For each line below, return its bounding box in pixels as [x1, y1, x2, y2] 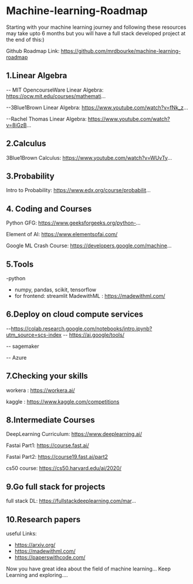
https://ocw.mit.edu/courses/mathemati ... [6, 92, 106, 99]
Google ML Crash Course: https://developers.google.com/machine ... [6, 242, 172, 249]
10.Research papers [6, 514, 81, 524]
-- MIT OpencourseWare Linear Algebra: [6, 86, 104, 93]
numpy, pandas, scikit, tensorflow [14, 286, 97, 293]
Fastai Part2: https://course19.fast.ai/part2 [6, 454, 109, 461]
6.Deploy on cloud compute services [6, 310, 144, 320]
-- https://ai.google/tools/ [62, 331, 125, 338]
